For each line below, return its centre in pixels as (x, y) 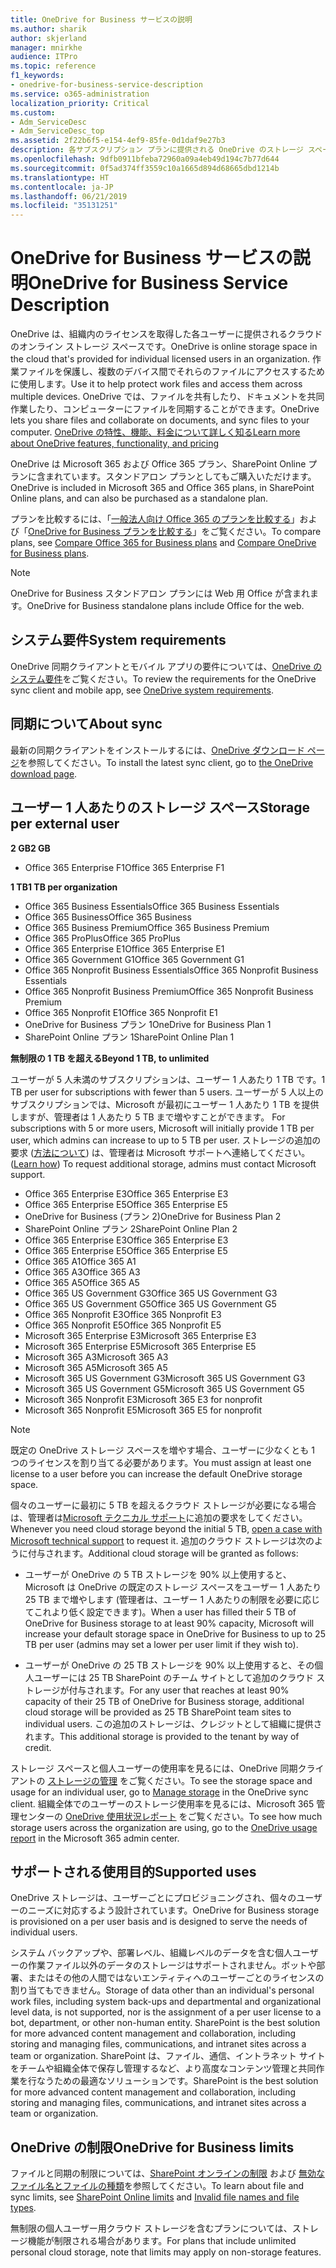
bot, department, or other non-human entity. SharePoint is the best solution (165, 2023)
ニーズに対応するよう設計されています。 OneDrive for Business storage (173, 1910)
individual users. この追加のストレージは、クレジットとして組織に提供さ (173, 1723)
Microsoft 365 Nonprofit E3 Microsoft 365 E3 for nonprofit (143, 1399)
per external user (65, 824)
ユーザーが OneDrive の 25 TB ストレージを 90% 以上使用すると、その (169, 1665)
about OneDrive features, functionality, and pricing (115, 443)
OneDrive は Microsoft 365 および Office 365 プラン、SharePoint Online (158, 464)
